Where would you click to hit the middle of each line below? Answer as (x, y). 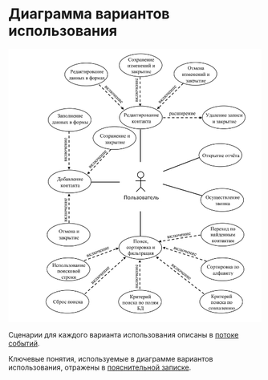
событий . (24, 343)
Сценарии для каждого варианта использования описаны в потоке (124, 334)
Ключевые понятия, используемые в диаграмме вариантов (111, 358)
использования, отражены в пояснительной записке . (100, 367)
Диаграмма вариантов (89, 14)
